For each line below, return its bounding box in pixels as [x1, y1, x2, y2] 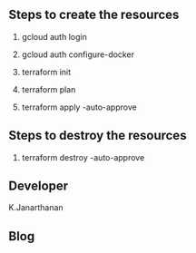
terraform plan [21, 83, 76, 94]
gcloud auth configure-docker [21, 49, 135, 60]
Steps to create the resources [8, 7, 180, 23]
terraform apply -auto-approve [21, 102, 137, 112]
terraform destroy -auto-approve [21, 151, 145, 162]
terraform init [21, 66, 72, 77]
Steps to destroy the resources [8, 128, 187, 143]
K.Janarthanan [8, 202, 64, 213]
